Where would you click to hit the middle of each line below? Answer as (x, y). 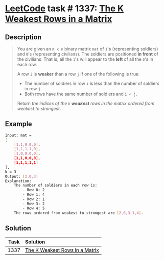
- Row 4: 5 (34, 208)
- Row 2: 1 (34, 199)
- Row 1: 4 (34, 195)
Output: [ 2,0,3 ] (22, 176)
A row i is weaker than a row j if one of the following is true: (78, 74)
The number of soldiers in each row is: (56, 185)
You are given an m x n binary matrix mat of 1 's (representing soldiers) (87, 49)
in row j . (33, 89)
